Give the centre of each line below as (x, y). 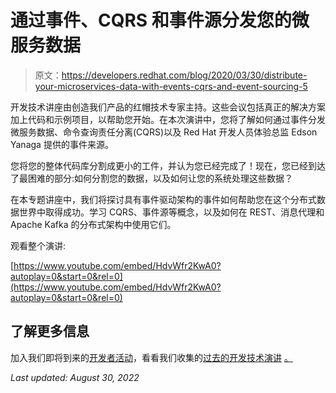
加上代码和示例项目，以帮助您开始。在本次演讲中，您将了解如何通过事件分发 (168, 119)
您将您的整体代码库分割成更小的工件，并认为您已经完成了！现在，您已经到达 (168, 165)
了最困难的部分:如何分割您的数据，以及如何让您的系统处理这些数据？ (152, 178)
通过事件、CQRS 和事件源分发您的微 (160, 20)
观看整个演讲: (38, 245)
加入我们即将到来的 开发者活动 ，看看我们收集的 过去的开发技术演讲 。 (151, 357)
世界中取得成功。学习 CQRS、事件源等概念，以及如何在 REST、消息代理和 (171, 212)
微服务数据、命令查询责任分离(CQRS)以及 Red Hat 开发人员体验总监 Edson (164, 132)
